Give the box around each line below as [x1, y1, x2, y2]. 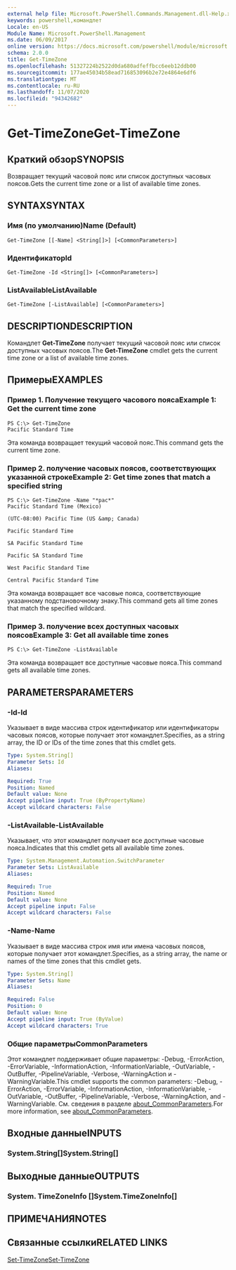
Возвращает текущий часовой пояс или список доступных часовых [7, 172, 211, 180]
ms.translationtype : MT [7, 75, 77, 83]
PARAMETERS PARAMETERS [7, 686, 134, 698]
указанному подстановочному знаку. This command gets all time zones [7, 596, 218, 605]
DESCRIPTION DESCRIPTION [7, 320, 133, 332]
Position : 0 [7, 1002, 42, 1010]
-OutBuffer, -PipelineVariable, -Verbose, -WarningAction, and [44, 1092, 221, 1100]
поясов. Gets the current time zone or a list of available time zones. [7, 180, 202, 188]
